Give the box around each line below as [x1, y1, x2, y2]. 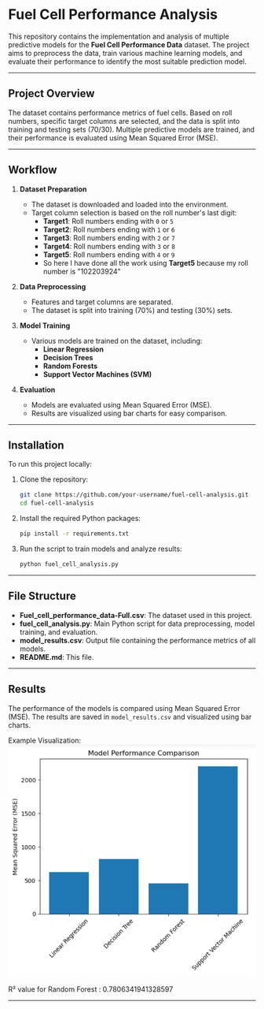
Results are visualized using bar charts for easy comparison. [31, 408, 228, 418]
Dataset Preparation [19, 184, 87, 194]
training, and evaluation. [19, 627, 98, 636]
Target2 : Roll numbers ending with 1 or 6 [42, 225, 175, 234]
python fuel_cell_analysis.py [19, 560, 119, 568]
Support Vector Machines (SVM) [42, 369, 152, 379]
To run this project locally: [8, 460, 93, 469]
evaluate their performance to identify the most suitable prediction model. [8, 57, 247, 66]
